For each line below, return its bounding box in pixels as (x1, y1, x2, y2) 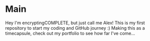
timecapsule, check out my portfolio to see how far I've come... (5, 30, 135, 36)
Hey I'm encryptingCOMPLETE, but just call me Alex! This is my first (5, 20, 145, 26)
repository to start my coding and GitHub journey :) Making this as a (5, 25, 145, 31)
